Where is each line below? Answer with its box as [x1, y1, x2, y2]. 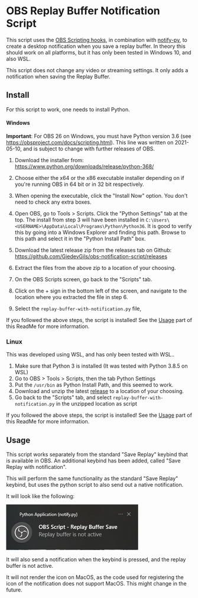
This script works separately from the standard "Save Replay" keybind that [6, 451, 188, 458]
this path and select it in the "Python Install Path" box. [14, 235, 146, 242]
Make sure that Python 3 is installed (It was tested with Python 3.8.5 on [14, 362, 188, 369]
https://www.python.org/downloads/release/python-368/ [14, 163, 154, 170]
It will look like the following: [6, 493, 75, 500]
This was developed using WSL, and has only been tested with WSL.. [6, 351, 175, 358]
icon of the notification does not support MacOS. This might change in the [6, 580, 187, 587]
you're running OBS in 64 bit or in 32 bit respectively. [14, 181, 144, 188]
